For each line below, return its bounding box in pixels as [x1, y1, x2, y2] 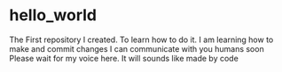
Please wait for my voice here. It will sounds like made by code [9, 53, 239, 63]
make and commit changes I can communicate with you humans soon [9, 43, 264, 54]
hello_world [9, 5, 98, 25]
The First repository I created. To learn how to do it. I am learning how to [9, 34, 274, 45]
